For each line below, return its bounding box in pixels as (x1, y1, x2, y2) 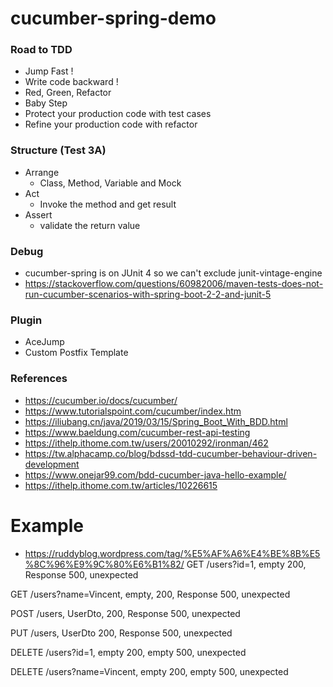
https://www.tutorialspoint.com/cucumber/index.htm (24, 405, 242, 417)
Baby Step (24, 97, 68, 109)
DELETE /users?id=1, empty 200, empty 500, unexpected (10, 646, 247, 658)
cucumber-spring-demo (10, 7, 217, 30)
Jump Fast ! (24, 65, 74, 77)
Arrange (24, 166, 60, 178)
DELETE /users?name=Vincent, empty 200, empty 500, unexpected (10, 665, 289, 677)
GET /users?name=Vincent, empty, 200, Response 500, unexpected (10, 588, 291, 600)
